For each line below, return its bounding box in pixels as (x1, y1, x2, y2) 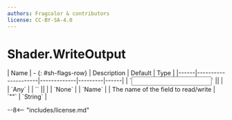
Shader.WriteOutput (7, 46, 126, 62)
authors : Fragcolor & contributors (7, 10, 110, 17)
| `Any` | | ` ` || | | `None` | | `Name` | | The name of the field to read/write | (7, 86, 216, 94)
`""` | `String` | (7, 92, 47, 101)
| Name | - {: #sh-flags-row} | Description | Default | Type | (7, 69, 175, 77)
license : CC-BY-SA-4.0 (7, 17, 73, 23)
